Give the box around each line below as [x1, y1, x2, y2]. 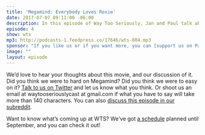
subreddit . [6, 103, 32, 110]
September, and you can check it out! [6, 121, 101, 128]
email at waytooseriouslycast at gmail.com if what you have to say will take [6, 90, 195, 97]
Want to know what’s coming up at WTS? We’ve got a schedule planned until [6, 115, 199, 122]
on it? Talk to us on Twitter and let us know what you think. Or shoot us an [6, 83, 192, 91]
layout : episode [6, 54, 48, 60]
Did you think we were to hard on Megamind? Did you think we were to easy [6, 77, 198, 85]
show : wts [6, 32, 32, 38]
